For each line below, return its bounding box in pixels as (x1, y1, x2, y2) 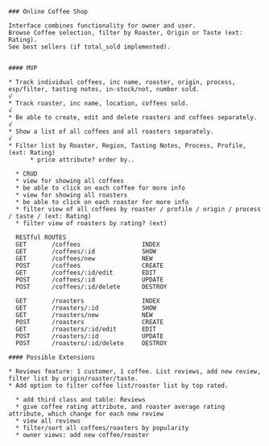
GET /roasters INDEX (15, 297, 160, 305)
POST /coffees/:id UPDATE (15, 276, 163, 284)
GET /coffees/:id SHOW (15, 248, 157, 256)
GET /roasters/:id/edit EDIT (15, 325, 157, 333)
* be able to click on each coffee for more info (15, 184, 185, 192)
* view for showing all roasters (15, 191, 128, 199)
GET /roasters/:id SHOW (15, 304, 157, 312)
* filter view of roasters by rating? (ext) (15, 219, 168, 227)
